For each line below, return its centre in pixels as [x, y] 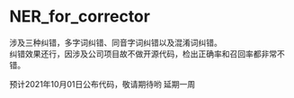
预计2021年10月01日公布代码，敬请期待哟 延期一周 [102, 84]
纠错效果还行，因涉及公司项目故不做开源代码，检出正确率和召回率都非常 [143, 53]
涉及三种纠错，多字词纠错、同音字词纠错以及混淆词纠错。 [116, 42]
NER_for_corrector [80, 17]
